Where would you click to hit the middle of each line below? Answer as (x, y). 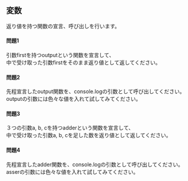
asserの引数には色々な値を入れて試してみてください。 (72, 172)
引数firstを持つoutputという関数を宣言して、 (60, 55)
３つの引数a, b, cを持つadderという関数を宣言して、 (70, 128)
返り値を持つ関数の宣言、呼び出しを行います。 (63, 26)
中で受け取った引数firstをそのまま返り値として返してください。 (84, 63)
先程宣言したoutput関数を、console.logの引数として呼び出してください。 (95, 91)
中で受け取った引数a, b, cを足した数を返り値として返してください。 (89, 135)
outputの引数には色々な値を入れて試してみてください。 (74, 99)
